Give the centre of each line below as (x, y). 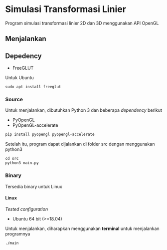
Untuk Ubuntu (19, 78)
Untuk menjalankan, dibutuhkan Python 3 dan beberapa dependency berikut (84, 110)
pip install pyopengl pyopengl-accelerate (50, 135)
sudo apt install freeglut (33, 87)
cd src (12, 159)
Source (14, 100)
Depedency (23, 56)
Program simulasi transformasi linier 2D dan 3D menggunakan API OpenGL (82, 23)
